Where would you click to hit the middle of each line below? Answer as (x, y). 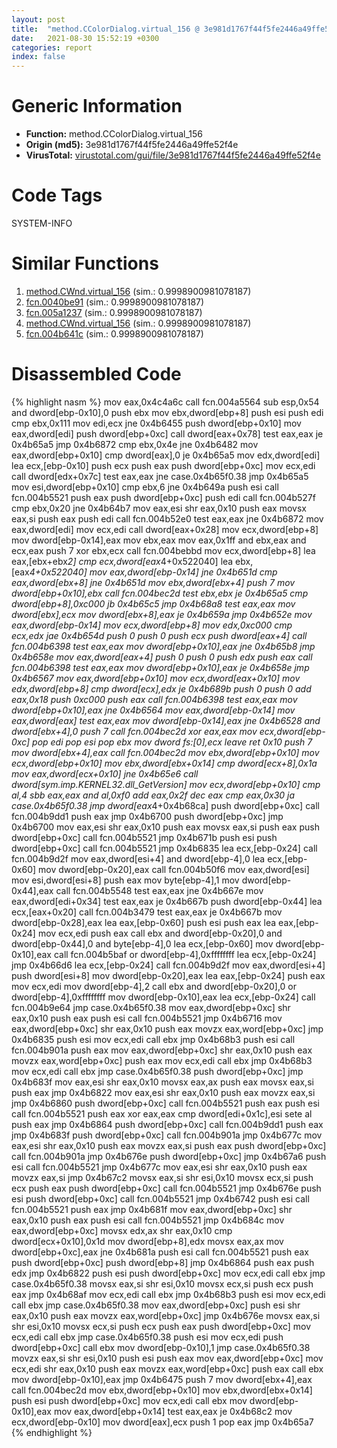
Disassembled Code (96, 374)
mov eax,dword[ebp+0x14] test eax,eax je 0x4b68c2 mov (173, 1411)
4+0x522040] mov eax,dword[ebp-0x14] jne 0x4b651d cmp (153, 572)
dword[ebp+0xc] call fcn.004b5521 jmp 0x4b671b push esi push (144, 837)
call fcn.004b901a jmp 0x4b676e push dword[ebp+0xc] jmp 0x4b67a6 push (169, 1156)
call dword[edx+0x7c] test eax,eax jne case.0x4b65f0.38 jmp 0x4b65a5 (160, 476)
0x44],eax (32, 890)
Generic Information (97, 106)
